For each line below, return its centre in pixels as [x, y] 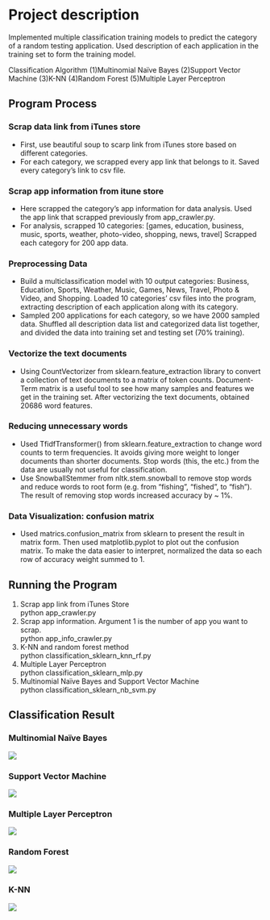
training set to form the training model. [72, 54]
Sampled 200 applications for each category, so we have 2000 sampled [140, 315]
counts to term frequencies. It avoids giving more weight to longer [130, 452]
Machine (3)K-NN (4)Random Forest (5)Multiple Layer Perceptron [117, 78]
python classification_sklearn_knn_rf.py [85, 656]
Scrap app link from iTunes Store [75, 604]
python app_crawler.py [58, 612]
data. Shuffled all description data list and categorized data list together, [140, 324]
